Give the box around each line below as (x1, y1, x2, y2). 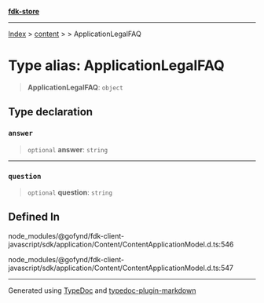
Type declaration (8, 105, 93, 119)
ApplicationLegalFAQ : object (27, 82, 123, 92)
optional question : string (27, 188, 112, 197)
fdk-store (8, 7, 40, 16)
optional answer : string (27, 144, 108, 154)
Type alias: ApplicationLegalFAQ (8, 57, 225, 75)
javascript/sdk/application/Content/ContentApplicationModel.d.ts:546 (8, 239, 234, 249)
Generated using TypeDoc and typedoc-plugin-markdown (8, 286, 196, 295)
